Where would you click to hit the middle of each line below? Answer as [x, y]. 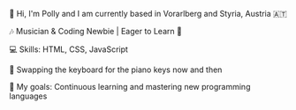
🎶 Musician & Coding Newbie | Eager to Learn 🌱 [96, 31]
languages [28, 96]
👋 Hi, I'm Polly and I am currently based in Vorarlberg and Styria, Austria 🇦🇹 [148, 14]
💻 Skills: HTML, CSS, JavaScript [68, 49]
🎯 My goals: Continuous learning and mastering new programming [130, 87]
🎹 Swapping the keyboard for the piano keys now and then [116, 70]
